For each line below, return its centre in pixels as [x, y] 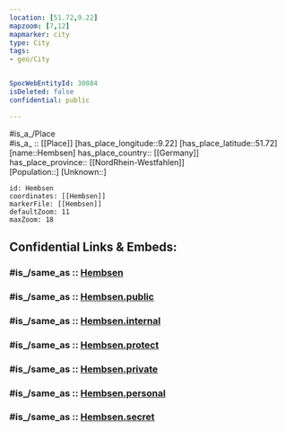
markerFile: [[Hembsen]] [56, 204]
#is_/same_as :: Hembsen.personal [87, 393]
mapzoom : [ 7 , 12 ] [39, 26]
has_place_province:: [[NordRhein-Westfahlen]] [97, 162]
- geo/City [30, 59]
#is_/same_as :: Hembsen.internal [85, 321]
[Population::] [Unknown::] [58, 172]
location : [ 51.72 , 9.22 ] [54, 18]
